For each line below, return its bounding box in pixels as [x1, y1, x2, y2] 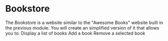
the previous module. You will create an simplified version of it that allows [5, 24, 159, 30]
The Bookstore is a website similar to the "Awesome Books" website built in [5, 19, 163, 25]
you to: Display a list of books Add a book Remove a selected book [5, 30, 146, 36]
